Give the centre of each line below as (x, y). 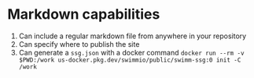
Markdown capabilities (84, 14)
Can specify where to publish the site (79, 44)
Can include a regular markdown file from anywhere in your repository (133, 36)
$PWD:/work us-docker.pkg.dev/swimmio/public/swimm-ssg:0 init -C (130, 60)
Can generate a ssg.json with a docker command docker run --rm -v (131, 52)
